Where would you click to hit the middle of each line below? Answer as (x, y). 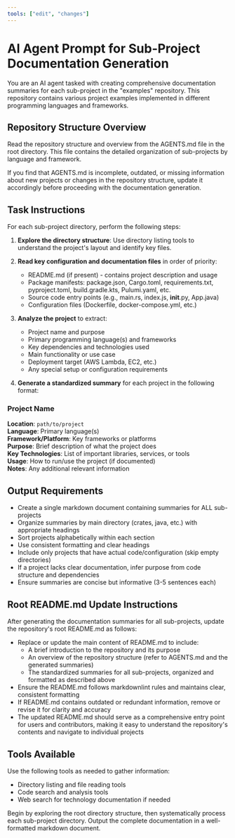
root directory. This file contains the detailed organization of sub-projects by (117, 152)
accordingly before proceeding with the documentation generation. (105, 188)
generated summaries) (61, 665)
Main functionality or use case (72, 355)
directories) (34, 560)
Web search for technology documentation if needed (94, 799)
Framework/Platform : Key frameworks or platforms (82, 439)
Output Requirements (55, 491)
